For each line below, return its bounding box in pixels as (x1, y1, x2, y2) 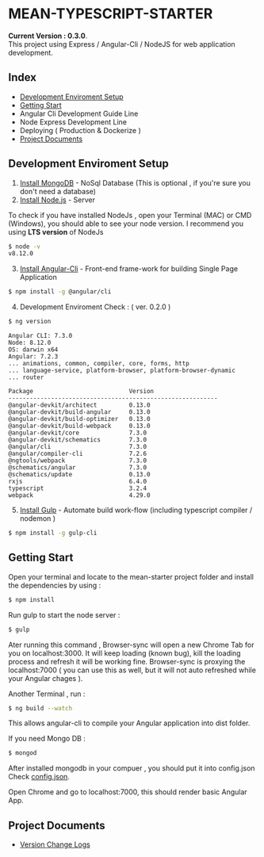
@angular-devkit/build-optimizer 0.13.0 (8, 415, 151, 423)
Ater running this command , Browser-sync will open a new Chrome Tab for (8, 640, 254, 649)
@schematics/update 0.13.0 (8, 471, 151, 479)
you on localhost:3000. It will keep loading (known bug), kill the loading (8, 648, 241, 658)
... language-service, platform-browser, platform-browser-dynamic (8, 366, 236, 375)
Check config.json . (8, 772, 70, 782)
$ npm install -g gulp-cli (8, 529, 98, 538)
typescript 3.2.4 (8, 484, 147, 492)
